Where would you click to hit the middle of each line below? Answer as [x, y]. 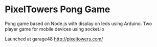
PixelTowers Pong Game [58, 9]
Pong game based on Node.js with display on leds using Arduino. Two [78, 24]
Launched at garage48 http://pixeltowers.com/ [54, 39]
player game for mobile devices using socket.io [54, 29]
